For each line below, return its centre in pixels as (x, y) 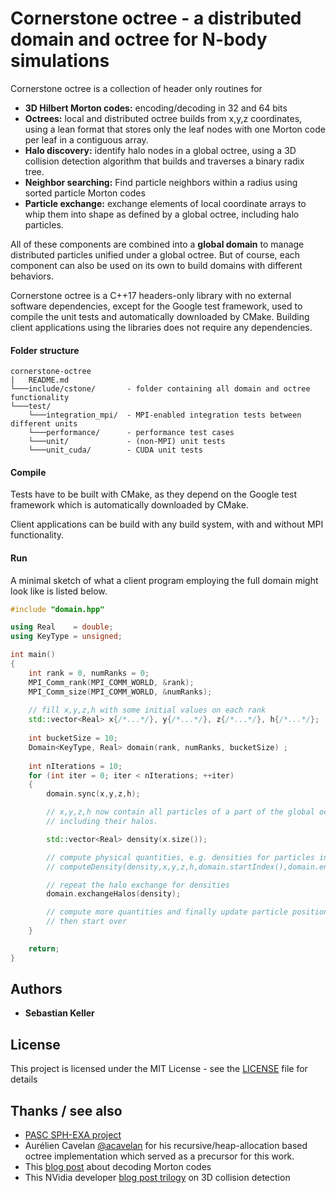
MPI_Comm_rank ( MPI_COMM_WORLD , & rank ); (111, 682)
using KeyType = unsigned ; (66, 637)
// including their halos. (102, 822)
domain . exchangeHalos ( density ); (114, 894)
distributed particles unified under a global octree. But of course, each (155, 254)
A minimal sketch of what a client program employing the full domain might (164, 580)
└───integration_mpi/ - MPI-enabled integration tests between (165, 415)
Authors (36, 989)
